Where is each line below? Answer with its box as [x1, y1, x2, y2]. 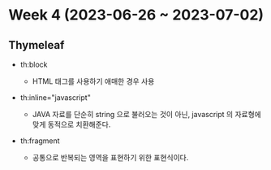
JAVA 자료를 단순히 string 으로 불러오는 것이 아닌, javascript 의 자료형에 [32, 110, 261, 119]
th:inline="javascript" [19, 93, 91, 102]
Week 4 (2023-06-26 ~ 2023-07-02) [8, 6, 265, 24]
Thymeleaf [8, 38, 65, 52]
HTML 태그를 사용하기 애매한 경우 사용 [32, 76, 155, 86]
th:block [19, 59, 48, 69]
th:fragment [19, 136, 60, 146]
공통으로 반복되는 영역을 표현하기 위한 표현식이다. [32, 153, 189, 162]
